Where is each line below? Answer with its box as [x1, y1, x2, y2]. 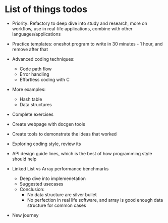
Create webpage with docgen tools [12, 121, 85, 127]
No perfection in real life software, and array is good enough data [27, 197, 163, 203]
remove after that [12, 46, 48, 52]
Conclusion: [19, 186, 45, 192]
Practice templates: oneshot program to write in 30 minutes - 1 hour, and [12, 40, 163, 47]
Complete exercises [12, 111, 54, 117]
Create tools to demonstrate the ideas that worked [12, 130, 117, 137]
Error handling [19, 71, 49, 77]
